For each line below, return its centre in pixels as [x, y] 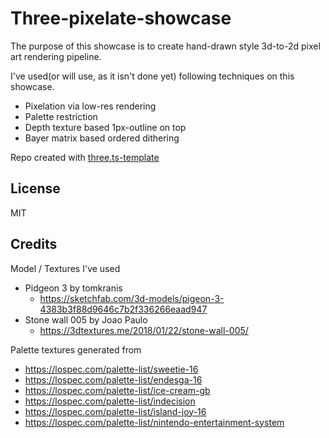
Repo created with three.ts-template [85, 157]
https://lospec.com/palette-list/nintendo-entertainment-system [154, 422]
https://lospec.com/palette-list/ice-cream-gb [117, 390]
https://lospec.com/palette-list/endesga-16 [113, 379]
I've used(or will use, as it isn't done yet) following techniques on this [152, 76]
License [35, 188]
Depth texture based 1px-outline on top [105, 127]
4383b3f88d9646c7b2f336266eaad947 [123, 309]
